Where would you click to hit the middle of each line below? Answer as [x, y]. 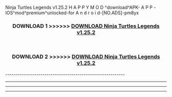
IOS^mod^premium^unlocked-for [40, 13]
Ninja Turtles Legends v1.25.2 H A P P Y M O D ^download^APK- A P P [79, 7]
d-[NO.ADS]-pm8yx [118, 13]
